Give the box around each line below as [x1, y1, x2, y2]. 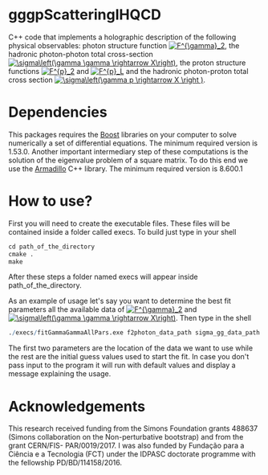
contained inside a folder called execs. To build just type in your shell [8, 227, 237, 236]
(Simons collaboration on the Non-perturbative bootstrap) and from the [8, 432, 244, 442]
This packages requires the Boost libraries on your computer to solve [8, 129, 237, 139]
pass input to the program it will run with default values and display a [8, 360, 236, 371]
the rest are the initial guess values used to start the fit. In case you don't [8, 352, 250, 362]
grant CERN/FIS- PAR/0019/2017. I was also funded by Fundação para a [8, 440, 245, 451]
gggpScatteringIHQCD [8, 6, 162, 24]
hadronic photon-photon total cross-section [8, 49, 154, 59]
